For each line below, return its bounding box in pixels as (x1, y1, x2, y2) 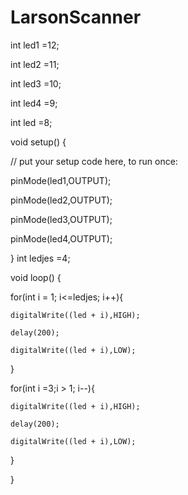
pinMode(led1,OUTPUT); (10, 174, 112, 186)
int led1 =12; (10, 39, 60, 51)
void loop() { (10, 271, 62, 283)
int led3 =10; (10, 77, 62, 90)
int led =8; (10, 116, 53, 128)
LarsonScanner (10, 6, 142, 29)
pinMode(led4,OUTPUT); (10, 232, 113, 245)
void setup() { (10, 136, 67, 148)
